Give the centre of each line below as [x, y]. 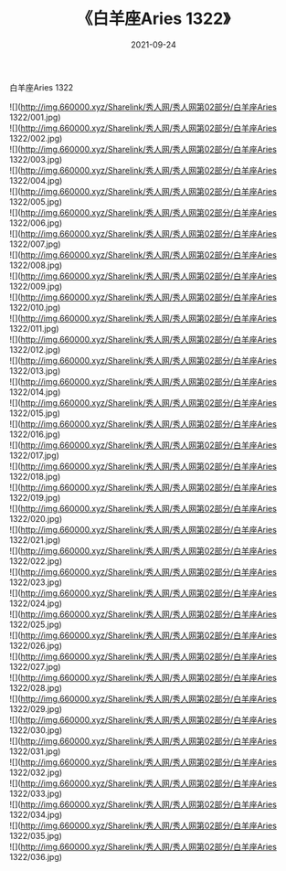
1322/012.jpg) [35, 349]
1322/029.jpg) [36, 708]
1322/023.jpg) [36, 582]
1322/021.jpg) [35, 539]
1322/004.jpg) [36, 180]
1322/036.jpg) [36, 856]
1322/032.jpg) [36, 772]
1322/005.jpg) [36, 201]
